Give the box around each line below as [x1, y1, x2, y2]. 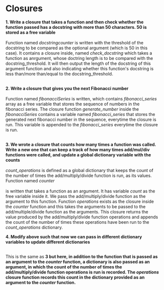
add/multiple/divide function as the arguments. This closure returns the [5, 209, 148, 214]
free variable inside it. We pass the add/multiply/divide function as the [5, 193, 146, 199]
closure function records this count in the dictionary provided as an [5, 274, 145, 280]
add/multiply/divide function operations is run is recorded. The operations [5, 269, 159, 275]
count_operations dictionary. [5, 224, 63, 230]
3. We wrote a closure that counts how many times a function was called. [5, 141, 156, 147]
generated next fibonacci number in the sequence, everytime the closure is [5, 116, 157, 122]
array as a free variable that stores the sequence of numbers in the [5, 101, 140, 107]
